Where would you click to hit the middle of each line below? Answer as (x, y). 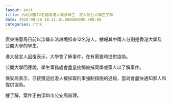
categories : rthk (24, 24)
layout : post (19, 10)
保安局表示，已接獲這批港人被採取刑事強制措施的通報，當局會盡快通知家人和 (86, 78)
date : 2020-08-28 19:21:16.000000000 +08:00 (53, 19)
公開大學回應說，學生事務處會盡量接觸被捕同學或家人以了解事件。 (75, 67)
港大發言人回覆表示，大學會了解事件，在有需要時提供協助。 (68, 57)
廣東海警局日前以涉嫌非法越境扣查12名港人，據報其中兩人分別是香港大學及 (84, 39)
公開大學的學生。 (23, 46)
